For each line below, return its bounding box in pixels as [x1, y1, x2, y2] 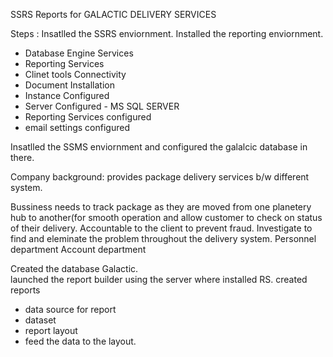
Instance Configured [24, 90, 110, 101]
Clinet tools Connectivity [24, 69, 127, 80]
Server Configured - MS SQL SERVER [24, 100, 180, 112]
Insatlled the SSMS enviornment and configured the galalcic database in [10, 141, 308, 153]
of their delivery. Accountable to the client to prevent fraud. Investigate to [10, 222, 313, 234]
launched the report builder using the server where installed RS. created [10, 274, 308, 285]
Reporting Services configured [24, 111, 152, 123]
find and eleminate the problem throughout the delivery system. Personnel [10, 233, 317, 244]
